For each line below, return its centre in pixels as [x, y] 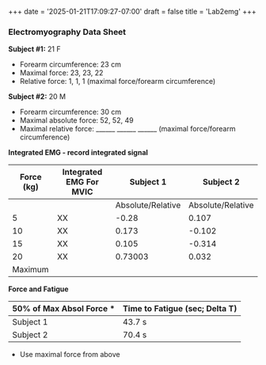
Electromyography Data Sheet [67, 32]
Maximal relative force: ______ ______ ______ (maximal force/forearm [127, 129]
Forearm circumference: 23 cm [70, 65]
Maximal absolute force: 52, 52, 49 [76, 120]
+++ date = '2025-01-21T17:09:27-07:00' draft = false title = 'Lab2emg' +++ [133, 11]
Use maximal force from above [70, 355]
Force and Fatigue [38, 289]
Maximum [30, 270]
